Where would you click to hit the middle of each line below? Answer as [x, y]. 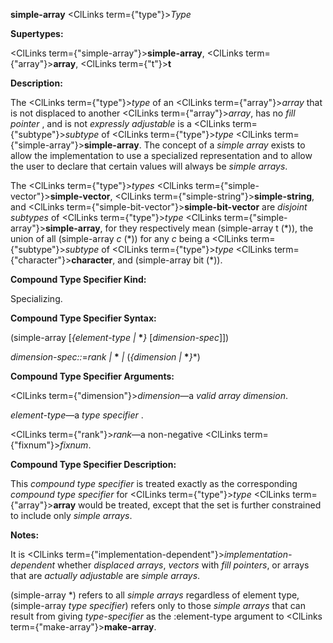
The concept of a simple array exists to [224, 145]
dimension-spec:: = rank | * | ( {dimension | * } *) [105, 357]
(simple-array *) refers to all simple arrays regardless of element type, [155, 595]
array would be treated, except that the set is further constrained [187, 505]
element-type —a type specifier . [77, 415]
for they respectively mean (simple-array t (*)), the [209, 228]
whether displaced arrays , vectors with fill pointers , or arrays [183, 565]
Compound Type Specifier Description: [93, 464]
